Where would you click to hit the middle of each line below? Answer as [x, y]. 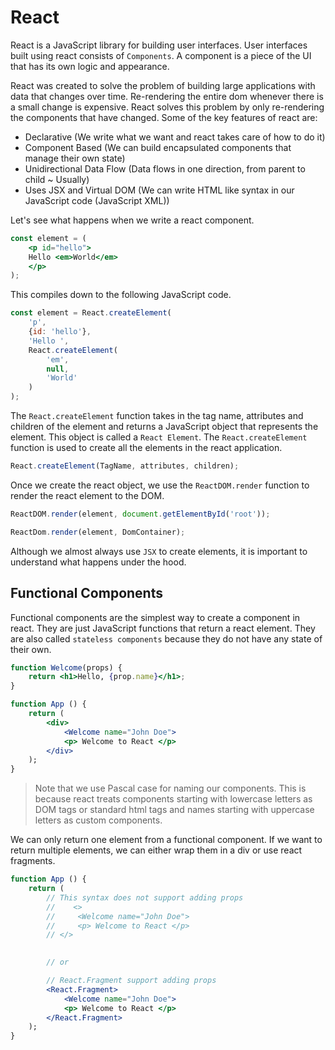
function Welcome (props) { [66, 667]
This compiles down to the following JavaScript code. [121, 295]
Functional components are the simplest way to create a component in [155, 617]
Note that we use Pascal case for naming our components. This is [170, 788]
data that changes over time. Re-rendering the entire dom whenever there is [167, 96]
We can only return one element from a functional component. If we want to [166, 840]
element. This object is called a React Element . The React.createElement [159, 437]
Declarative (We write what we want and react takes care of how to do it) [175, 137]
